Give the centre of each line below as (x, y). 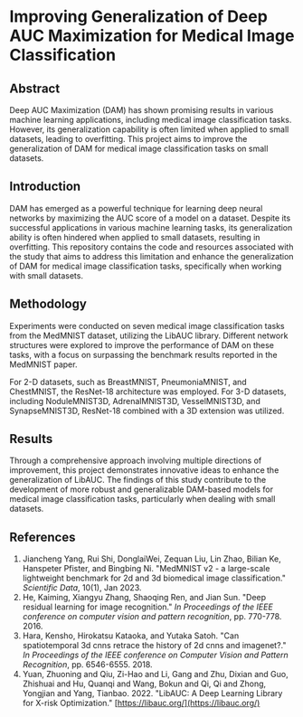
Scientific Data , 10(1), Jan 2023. (82, 588)
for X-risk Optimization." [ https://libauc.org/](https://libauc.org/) (141, 703)
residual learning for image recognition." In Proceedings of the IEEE (147, 607)
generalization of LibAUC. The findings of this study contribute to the (138, 480)
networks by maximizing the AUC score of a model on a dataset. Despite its (150, 218)
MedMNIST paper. (43, 364)
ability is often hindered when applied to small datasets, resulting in (135, 237)
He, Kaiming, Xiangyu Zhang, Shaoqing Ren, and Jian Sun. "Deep (144, 598)
